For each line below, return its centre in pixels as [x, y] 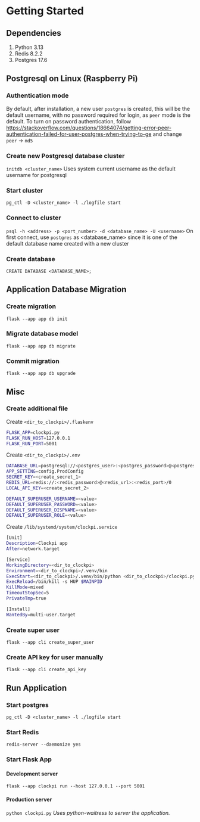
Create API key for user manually [55, 657]
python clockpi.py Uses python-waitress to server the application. [88, 812]
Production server [29, 799]
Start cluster [25, 190]
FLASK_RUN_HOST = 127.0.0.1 [38, 438]
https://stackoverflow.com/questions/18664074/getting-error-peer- [89, 128]
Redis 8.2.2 [29, 54]
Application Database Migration [66, 289]
